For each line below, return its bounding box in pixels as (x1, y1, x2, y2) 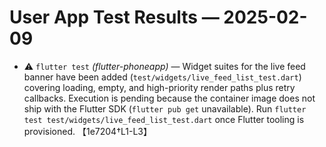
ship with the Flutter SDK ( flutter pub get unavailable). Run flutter (23, 102, 307, 115)
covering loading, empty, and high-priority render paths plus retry (23, 81, 296, 93)
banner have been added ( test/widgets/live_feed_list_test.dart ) (23, 71, 302, 83)
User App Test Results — (9, 6, 220, 29)
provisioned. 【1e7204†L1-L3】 (23, 125, 152, 137)
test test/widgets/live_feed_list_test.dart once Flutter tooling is (23, 113, 305, 125)
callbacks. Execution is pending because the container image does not (23, 92, 316, 104)
